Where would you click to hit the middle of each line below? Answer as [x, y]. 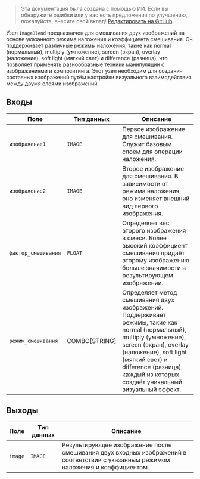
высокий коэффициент [154, 245]
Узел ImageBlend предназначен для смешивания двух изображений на [95, 33]
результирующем [148, 275]
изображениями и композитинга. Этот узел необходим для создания [94, 71]
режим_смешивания [34, 341]
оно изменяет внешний [156, 198]
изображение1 [28, 144]
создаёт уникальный [152, 382]
